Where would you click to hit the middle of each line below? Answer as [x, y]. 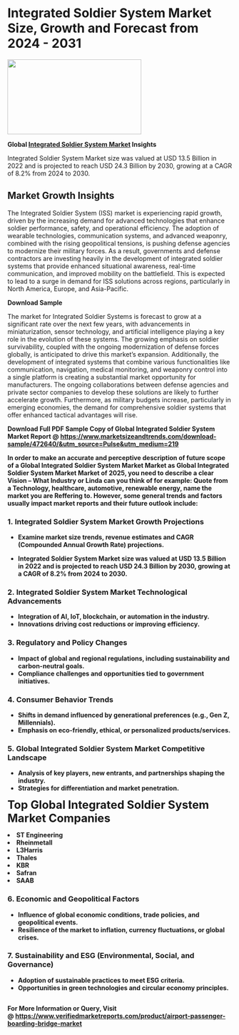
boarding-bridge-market [45, 1024]
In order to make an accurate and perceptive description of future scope [117, 457]
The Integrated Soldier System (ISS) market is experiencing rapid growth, [115, 213]
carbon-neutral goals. [51, 666]
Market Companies [59, 818]
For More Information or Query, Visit [62, 1009]
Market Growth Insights [61, 196]
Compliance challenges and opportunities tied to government [111, 673]
